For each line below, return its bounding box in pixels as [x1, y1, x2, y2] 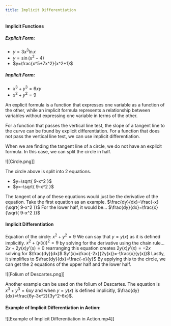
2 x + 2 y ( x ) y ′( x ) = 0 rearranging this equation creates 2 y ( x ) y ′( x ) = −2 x [5, 245, 151, 251]
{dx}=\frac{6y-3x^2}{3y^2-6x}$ [5, 292, 72, 298]
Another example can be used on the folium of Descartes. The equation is [5, 281, 160, 287]
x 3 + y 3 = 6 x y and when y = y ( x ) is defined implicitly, [5, 286, 117, 293]
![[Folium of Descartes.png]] [5, 271, 65, 278]
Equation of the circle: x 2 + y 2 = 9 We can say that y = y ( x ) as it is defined [5, 232, 161, 239]
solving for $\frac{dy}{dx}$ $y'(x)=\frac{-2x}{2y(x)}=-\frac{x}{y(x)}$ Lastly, [5, 251, 165, 257]
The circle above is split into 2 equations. [5, 168, 92, 174]
